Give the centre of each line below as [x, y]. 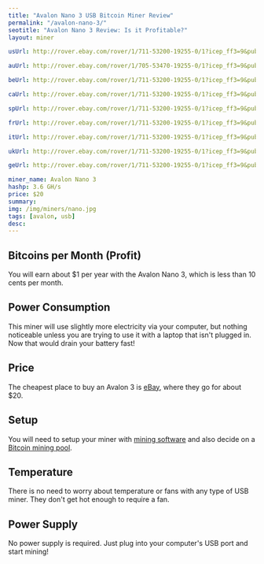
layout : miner [31, 37]
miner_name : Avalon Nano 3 [52, 180]
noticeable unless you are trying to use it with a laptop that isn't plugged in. [130, 335]
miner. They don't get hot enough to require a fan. [89, 499]
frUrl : [19, 123]
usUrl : [19, 52]
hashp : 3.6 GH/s [35, 187]
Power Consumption [59, 308]
